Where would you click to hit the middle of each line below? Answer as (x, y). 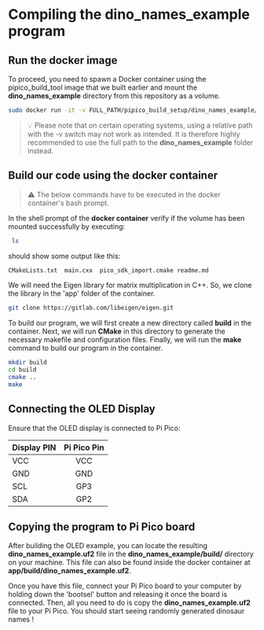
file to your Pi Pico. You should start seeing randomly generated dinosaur (126, 611)
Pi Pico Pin (84, 448)
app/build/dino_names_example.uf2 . (70, 571)
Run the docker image (63, 60)
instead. (40, 150)
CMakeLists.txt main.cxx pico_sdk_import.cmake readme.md (109, 270)
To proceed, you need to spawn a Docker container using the (107, 79)
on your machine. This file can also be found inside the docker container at (129, 562)
